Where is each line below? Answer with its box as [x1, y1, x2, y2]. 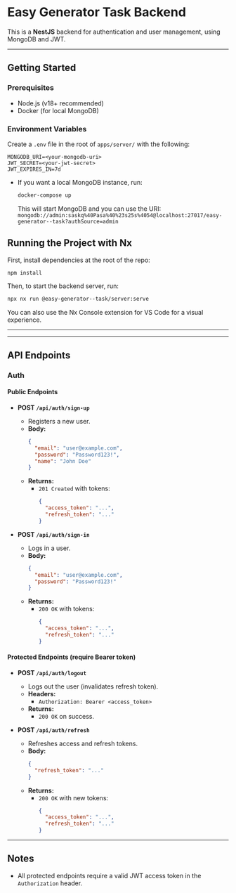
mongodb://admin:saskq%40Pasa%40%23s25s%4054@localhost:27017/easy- [17, 211, 223, 219]
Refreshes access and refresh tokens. [27, 739, 138, 748]
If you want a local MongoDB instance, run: [17, 178, 143, 186]
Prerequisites [7, 83, 54, 93]
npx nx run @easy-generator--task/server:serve [7, 296, 150, 303]
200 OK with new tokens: [38, 793, 109, 802]
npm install [7, 269, 42, 276]
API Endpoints [7, 349, 71, 361]
